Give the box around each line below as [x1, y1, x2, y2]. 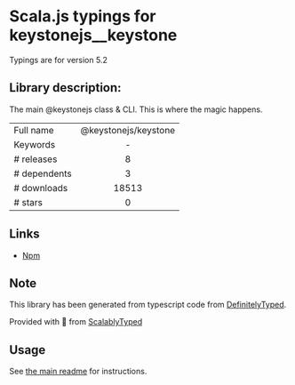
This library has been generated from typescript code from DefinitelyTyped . [9, 300, 287, 310]
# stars [13, 196, 43, 208]
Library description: [9, 80, 122, 95]
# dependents [13, 167, 73, 180]
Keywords [13, 138, 56, 150]
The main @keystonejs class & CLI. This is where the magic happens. [9, 104, 263, 115]
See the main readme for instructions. [9, 366, 147, 377]
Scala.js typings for [9, 6, 156, 27]
